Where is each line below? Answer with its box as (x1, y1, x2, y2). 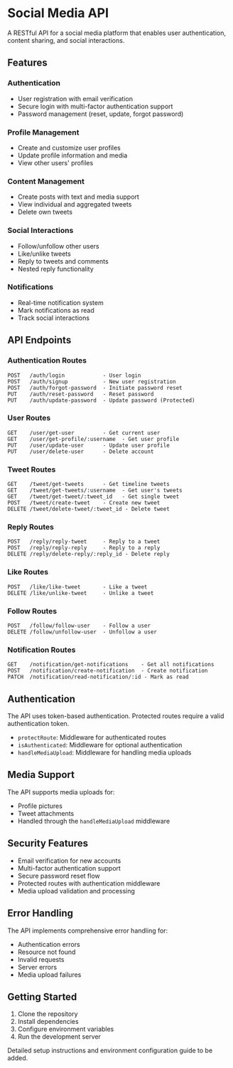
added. (7, 1054, 28, 1062)
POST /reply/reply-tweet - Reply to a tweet (7, 538, 161, 546)
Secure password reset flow (17, 871, 101, 880)
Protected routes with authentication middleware (17, 878, 161, 888)
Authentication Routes (7, 356, 87, 365)
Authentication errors (17, 940, 80, 948)
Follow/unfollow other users (17, 242, 99, 250)
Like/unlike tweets (17, 249, 71, 258)
